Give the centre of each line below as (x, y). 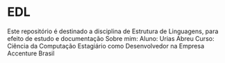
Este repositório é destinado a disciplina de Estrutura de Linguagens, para (113, 31)
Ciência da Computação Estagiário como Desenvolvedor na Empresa (106, 46)
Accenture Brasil (31, 53)
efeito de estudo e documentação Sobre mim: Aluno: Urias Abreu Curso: (111, 38)
